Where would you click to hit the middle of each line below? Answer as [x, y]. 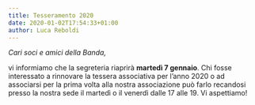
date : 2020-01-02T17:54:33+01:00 [63, 23]
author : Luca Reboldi [44, 30]
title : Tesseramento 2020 [51, 15]
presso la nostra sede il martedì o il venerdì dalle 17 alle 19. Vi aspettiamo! [128, 93]
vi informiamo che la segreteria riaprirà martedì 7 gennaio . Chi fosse [120, 68]
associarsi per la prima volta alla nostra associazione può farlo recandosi [127, 84]
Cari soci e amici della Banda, [57, 53]
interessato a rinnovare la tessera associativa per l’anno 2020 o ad [116, 77]
